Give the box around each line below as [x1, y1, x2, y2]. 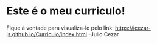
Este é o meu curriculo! [6, 4, 126, 18]
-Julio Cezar [88, 30, 119, 37]
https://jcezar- [114, 24, 151, 31]
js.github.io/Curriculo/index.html [6, 30, 87, 37]
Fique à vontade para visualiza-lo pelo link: [6, 24, 114, 31]
